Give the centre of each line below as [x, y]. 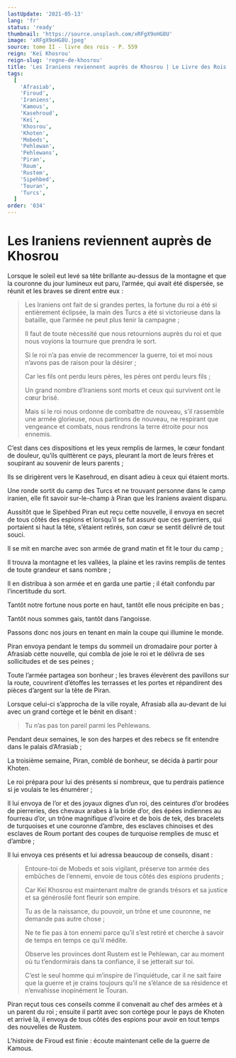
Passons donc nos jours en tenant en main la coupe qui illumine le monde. [116, 632]
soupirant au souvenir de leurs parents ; [66, 462]
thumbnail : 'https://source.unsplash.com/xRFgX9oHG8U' [90, 34]
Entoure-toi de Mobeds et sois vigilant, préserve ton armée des [117, 868]
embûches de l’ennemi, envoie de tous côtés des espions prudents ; [124, 876]
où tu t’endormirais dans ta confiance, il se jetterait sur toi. [109, 961]
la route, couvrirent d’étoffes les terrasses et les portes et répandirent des [115, 682]
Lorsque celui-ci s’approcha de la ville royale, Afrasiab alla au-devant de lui [117, 704]
